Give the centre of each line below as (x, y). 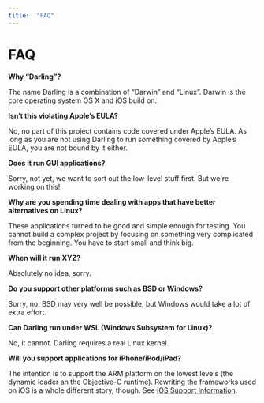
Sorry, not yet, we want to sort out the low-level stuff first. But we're (119, 178)
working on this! (34, 186)
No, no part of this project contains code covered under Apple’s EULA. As (127, 130)
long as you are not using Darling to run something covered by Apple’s (122, 139)
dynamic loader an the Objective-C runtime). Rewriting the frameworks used (132, 382)
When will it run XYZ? (45, 258)
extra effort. (28, 312)
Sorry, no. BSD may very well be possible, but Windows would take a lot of (129, 303)
